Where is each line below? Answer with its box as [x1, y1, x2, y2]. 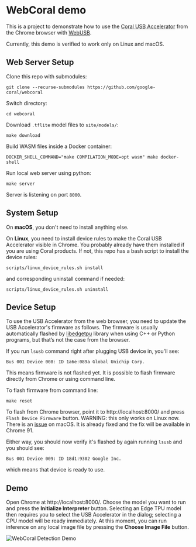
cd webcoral [6, 111, 35, 117]
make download [6, 132, 41, 138]
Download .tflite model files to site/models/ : [6, 121, 119, 128]
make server [6, 181, 35, 187]
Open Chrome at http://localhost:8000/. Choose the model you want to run [6, 498, 186, 506]
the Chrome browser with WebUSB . [6, 29, 92, 36]
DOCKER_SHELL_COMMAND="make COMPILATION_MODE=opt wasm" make [6, 154, 159, 160]
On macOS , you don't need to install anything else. [6, 223, 129, 231]
